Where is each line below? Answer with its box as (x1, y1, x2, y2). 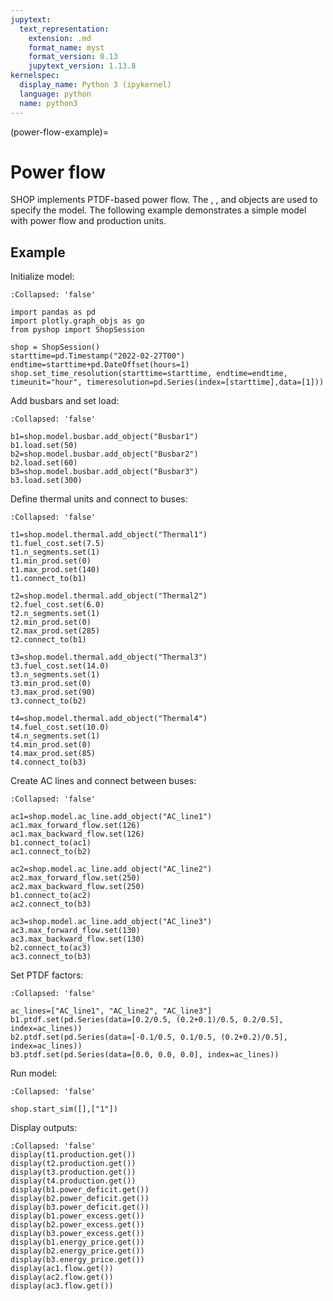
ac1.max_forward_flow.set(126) (10, 821, 141, 831)
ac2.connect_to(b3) (10, 899, 92, 910)
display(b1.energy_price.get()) (10, 1237, 145, 1248)
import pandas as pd (10, 307, 97, 318)
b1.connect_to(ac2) (10, 891, 92, 901)
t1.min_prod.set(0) (10, 556, 92, 566)
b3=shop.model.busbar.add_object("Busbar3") (10, 467, 199, 477)
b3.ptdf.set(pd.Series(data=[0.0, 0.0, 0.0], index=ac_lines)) (10, 1050, 280, 1060)
